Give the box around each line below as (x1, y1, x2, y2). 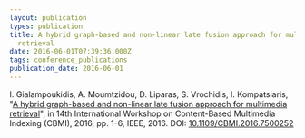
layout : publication (9, 13, 88, 23)
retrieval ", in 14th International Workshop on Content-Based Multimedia (9, 108, 276, 119)
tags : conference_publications (9, 55, 128, 64)
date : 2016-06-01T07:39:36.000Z (9, 47, 132, 56)
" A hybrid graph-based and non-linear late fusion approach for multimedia (9, 98, 288, 109)
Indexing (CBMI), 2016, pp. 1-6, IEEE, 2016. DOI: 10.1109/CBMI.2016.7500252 (9, 117, 294, 128)
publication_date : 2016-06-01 (9, 64, 124, 74)
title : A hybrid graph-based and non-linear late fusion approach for (9, 30, 282, 39)
